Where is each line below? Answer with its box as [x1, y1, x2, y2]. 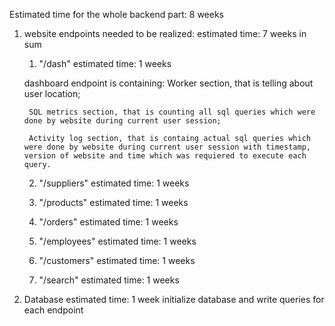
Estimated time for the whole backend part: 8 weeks [9, 9, 224, 20]
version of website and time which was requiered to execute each [23, 151, 307, 161]
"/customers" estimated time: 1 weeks [38, 255, 196, 266]
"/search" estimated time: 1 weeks [38, 274, 180, 286]
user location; [23, 88, 81, 99]
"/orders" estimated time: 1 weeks [38, 216, 179, 228]
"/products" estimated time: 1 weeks [38, 197, 189, 208]
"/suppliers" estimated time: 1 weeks [38, 177, 190, 189]
